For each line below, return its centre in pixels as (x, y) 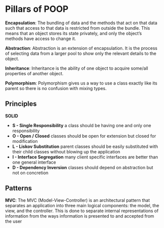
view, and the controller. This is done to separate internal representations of (82, 211)
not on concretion (30, 173)
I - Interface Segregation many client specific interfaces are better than (85, 157)
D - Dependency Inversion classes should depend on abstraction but (83, 167)
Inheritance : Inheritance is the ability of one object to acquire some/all (77, 68)
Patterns (18, 188)
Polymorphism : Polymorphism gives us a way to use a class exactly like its (81, 83)
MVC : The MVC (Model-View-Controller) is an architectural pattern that (78, 200)
